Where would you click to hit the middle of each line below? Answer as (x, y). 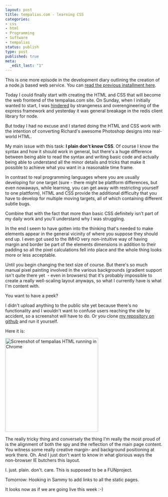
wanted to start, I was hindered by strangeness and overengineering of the (82, 106)
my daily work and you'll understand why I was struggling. (65, 219)
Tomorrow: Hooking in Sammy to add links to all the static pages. (72, 480)
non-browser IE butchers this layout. (43, 460)
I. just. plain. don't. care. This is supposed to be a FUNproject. (69, 470)
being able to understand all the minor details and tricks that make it (75, 162)
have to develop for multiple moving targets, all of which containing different (84, 199)
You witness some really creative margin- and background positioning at (80, 450)
